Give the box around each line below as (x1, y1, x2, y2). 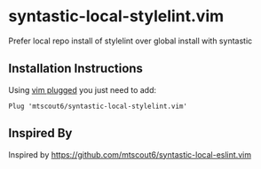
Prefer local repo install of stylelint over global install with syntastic (8, 35, 253, 46)
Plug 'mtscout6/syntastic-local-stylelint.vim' (8, 102, 188, 111)
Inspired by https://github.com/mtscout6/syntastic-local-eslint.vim (8, 149, 252, 160)
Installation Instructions (8, 61, 144, 76)
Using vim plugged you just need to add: (8, 84, 157, 95)
